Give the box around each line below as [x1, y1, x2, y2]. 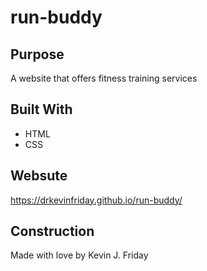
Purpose [10, 46, 65, 63]
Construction [10, 223, 95, 240]
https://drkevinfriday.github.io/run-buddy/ [10, 194, 183, 206]
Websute [10, 167, 68, 185]
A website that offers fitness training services [10, 72, 198, 84]
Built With [10, 101, 73, 118]
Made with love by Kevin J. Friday [10, 249, 149, 261]
